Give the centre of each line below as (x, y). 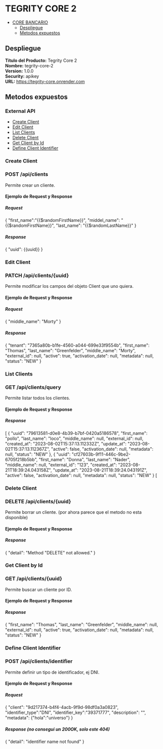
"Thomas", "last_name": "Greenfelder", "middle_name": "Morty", (70, 350)
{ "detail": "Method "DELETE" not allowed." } (50, 552)
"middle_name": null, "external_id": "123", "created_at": (61, 465)
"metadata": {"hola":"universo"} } (39, 718)
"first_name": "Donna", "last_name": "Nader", (85, 459)
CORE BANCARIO (30, 22)
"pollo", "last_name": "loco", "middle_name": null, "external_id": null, (74, 438)
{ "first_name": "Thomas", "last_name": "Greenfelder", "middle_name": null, (81, 625)
